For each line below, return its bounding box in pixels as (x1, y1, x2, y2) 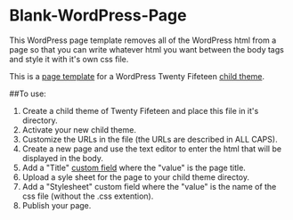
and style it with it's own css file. (9, 53, 129, 64)
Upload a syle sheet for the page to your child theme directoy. (21, 171, 250, 183)
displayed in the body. (21, 152, 104, 163)
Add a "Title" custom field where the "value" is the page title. (21, 162, 247, 173)
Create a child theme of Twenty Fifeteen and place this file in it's (21, 105, 259, 116)
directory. (21, 115, 58, 126)
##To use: (9, 88, 46, 99)
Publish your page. (21, 200, 92, 210)
